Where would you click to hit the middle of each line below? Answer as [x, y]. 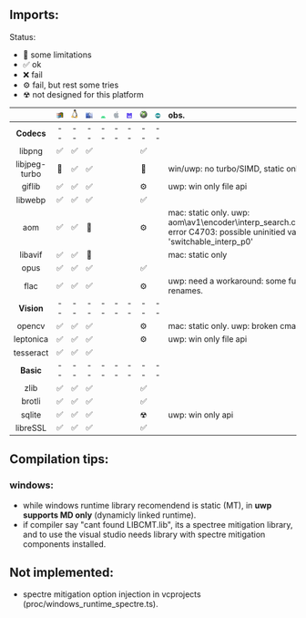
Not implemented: [61, 572]
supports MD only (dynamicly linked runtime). [109, 515]
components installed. [64, 544]
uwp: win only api [201, 415]
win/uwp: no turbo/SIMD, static [226, 169]
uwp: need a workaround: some [227, 281]
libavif [31, 255]
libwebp [31, 200]
